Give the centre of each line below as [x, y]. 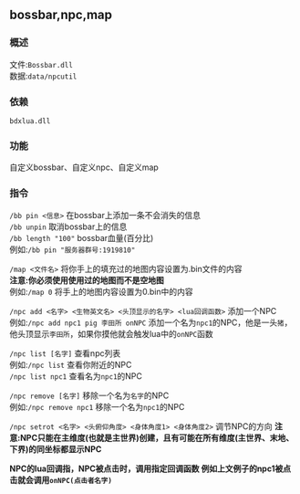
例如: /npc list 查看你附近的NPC [71, 364]
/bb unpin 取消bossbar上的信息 [68, 226]
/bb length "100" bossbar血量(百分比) [82, 237]
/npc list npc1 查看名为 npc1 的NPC [76, 376]
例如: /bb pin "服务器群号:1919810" [72, 249]
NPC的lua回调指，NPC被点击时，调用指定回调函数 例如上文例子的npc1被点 [150, 468]
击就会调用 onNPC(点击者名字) [61, 479]
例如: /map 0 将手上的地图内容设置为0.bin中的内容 [101, 291]
